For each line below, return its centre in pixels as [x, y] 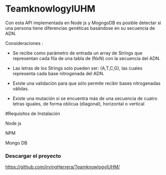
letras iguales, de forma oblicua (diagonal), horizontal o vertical [78, 103]
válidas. [21, 88]
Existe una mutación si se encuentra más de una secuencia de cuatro [85, 98]
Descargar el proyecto [33, 156]
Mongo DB [16, 143]
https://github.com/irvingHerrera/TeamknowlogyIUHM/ [63, 167]
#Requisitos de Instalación [33, 113]
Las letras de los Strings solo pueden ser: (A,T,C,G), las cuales [77, 68]
